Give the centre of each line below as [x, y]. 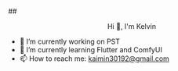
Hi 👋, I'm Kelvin [132, 26]
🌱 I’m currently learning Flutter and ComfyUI [91, 50]
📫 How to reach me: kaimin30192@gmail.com [94, 59]
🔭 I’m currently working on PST [69, 41]
